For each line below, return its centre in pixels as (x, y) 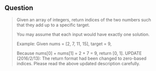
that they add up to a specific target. (53, 25)
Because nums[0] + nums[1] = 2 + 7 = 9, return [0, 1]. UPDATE (79, 53)
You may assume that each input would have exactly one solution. (83, 34)
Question (19, 8)
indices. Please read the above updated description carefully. (78, 63)
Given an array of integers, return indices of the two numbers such (84, 19)
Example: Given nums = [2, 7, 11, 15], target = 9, (64, 44)
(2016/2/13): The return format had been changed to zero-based (81, 58)
